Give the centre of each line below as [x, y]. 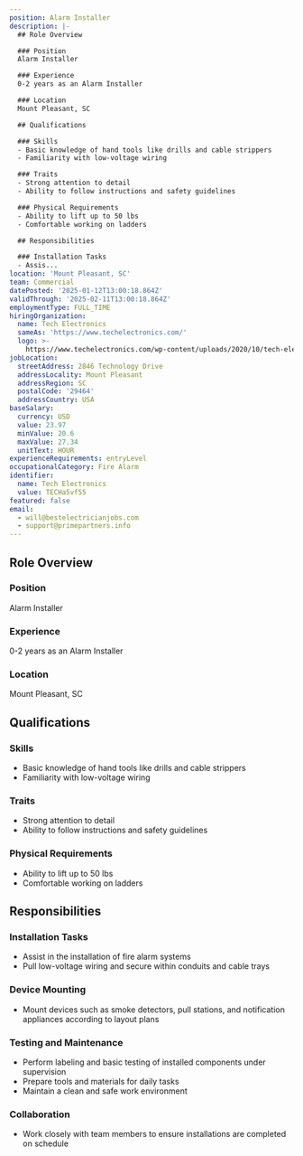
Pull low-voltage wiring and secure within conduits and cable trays [146, 966]
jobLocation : [34, 358]
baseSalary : [32, 409]
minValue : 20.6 [46, 433]
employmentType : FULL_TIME [60, 307]
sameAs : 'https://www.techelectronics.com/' [102, 333]
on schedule [46, 1143]
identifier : [32, 475]
